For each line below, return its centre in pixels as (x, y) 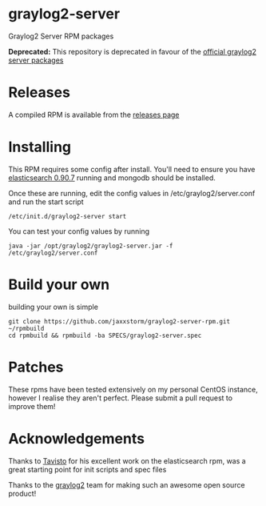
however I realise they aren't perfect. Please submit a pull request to (121, 398)
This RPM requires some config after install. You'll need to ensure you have (132, 169)
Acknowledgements (77, 438)
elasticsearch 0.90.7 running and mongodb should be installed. (112, 178)
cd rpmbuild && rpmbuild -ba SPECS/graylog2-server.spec (105, 335)
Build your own (59, 284)
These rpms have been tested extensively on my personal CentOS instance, (133, 389)
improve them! (32, 406)
